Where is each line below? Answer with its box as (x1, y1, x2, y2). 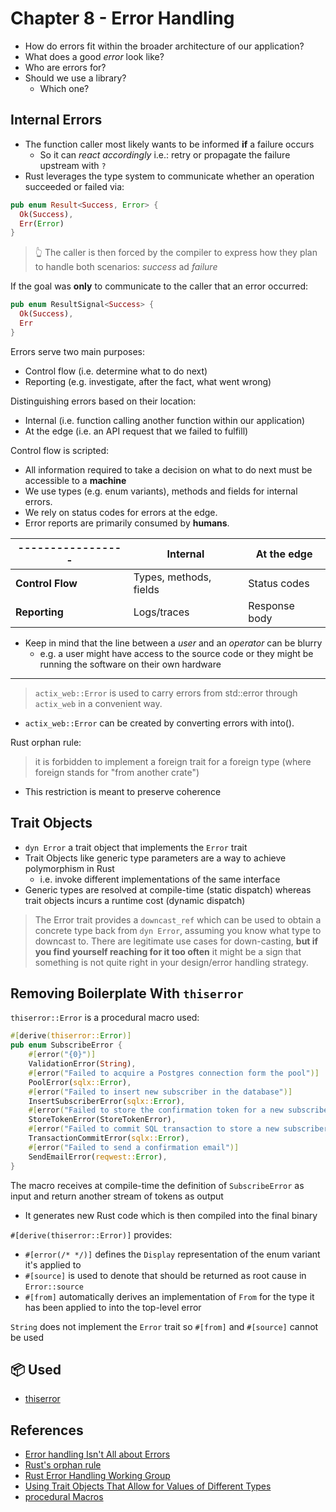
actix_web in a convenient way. (34, 697, 163, 709)
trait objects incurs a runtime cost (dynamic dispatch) (24, 894, 246, 906)
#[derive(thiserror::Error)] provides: (10, 1228, 173, 1241)
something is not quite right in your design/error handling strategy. (34, 956, 309, 968)
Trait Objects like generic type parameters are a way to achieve (24, 852, 287, 864)
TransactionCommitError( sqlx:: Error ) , (28, 1133, 190, 1143)
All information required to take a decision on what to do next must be (24, 463, 313, 476)
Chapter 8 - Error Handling (10, 7, 235, 30)
